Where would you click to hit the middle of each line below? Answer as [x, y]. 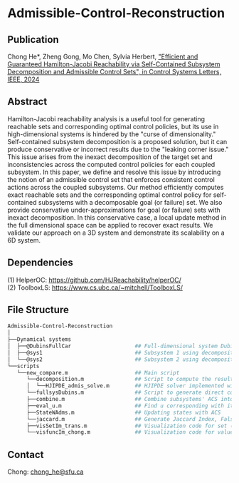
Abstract [27, 102]
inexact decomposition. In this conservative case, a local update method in [117, 217]
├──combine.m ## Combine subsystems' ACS [122, 400]
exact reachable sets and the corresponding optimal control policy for [110, 195]
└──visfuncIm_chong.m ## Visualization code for [120, 432]
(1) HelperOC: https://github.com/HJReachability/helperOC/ [94, 280]
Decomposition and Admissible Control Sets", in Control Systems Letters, [115, 72]
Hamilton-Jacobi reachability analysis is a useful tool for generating [106, 118]
